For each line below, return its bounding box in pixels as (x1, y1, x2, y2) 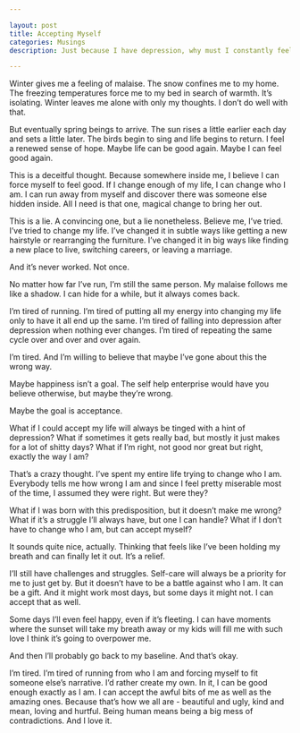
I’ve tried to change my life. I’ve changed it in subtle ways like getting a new (9, 226, 287, 236)
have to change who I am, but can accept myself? (9, 524, 193, 535)
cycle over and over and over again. (9, 335, 141, 345)
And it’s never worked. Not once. (9, 261, 129, 273)
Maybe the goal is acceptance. (9, 405, 123, 416)
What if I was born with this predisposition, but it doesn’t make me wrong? (9, 505, 282, 516)
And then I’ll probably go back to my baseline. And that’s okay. (9, 651, 238, 661)
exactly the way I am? (9, 451, 89, 462)
